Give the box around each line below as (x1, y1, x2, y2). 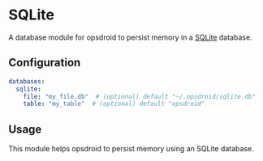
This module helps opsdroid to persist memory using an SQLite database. (8, 144, 254, 154)
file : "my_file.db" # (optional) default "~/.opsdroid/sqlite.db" (23, 92, 256, 100)
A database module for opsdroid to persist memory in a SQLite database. (8, 32, 253, 42)
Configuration (8, 56, 81, 70)
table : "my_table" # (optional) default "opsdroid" (23, 100, 205, 108)
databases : (8, 77, 45, 86)
